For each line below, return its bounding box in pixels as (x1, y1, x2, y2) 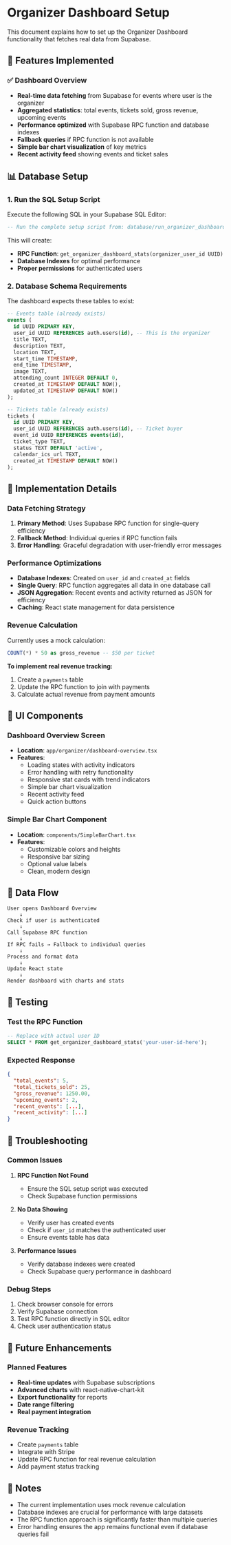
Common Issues (7, 1156, 63, 1165)
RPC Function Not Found (16, 1171, 89, 1179)
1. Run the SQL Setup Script (7, 194, 100, 204)
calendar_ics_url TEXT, (13, 451, 81, 458)
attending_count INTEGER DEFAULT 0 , (13, 374, 118, 382)
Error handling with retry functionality (27, 768, 134, 777)
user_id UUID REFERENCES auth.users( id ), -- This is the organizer (13, 329, 211, 337)
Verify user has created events (27, 1218, 115, 1227)
